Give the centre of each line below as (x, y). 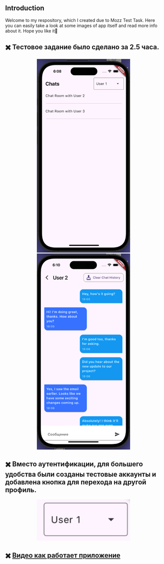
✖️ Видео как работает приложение (63, 555)
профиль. (21, 490)
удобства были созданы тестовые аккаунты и (81, 474)
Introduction (25, 8)
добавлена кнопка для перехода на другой (76, 482)
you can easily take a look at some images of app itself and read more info (81, 25)
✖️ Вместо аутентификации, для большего (74, 464)
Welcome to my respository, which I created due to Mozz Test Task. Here (80, 20)
